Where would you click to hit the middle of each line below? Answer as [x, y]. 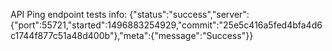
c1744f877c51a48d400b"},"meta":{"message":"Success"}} [132, 35]
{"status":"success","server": [189, 14]
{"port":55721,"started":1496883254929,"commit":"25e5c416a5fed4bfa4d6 [166, 25]
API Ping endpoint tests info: [69, 14]
